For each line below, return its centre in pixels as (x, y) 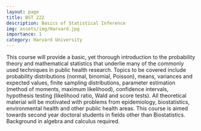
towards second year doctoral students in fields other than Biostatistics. (96, 115)
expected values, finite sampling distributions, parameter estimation (91, 83)
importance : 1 (24, 34)
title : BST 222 (25, 18)
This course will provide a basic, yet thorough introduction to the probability (101, 57)
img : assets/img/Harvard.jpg (43, 29)
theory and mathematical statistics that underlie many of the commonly (95, 63)
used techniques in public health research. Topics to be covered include (96, 70)
